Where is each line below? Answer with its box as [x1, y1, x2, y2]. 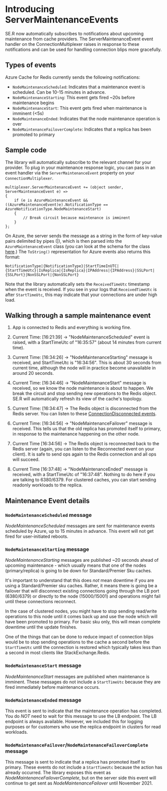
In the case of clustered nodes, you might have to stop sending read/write [5, 608, 157, 614]
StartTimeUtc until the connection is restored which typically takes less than [5, 644, 161, 650]
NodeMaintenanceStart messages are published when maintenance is [5, 673, 150, 679]
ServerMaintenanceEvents [5, 14, 119, 25]
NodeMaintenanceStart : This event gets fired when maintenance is [12, 105, 147, 111]
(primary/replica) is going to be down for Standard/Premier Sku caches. [5, 568, 152, 574]
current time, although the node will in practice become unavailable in [12, 365, 156, 371]
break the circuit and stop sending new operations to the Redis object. [12, 390, 157, 397]
